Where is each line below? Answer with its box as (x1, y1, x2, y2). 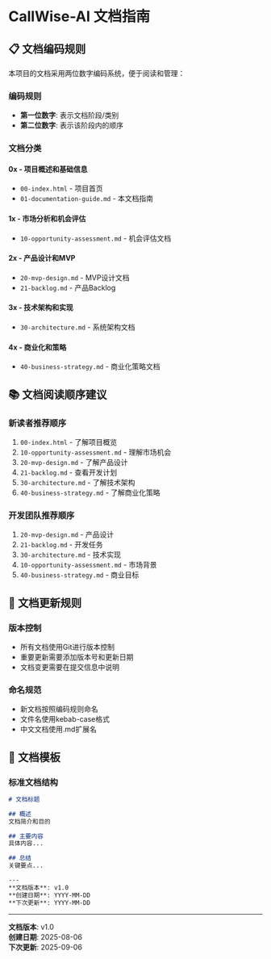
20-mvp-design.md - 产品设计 (19, 530, 115, 539)
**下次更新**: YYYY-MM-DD (8, 898, 91, 907)
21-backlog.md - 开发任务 (19, 540, 103, 550)
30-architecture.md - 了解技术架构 (19, 477, 135, 487)
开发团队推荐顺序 (8, 509, 75, 521)
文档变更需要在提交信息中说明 (19, 662, 119, 672)
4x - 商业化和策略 (8, 342, 67, 352)
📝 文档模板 (8, 750, 60, 764)
